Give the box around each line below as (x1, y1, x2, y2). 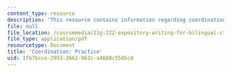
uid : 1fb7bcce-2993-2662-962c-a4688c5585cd (7, 55, 134, 62)
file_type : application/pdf (7, 36, 88, 43)
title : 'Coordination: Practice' (7, 49, 103, 56)
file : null (7, 23, 38, 29)
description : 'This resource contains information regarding (7, 16, 186, 23)
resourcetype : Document (7, 42, 76, 49)
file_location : (7, 29, 51, 36)
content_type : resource (7, 10, 76, 17)
